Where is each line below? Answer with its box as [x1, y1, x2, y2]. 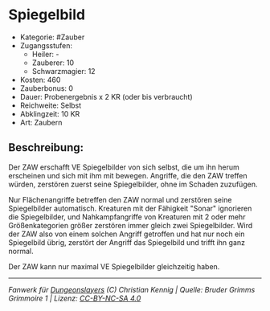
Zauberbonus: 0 [19, 83, 74, 93]
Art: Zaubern [19, 117, 63, 127]
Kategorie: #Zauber [19, 32, 85, 42]
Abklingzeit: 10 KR [19, 108, 80, 118]
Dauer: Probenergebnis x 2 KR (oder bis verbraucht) [19, 92, 193, 101]
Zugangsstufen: [19, 40, 73, 50]
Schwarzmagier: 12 [31, 66, 96, 76]
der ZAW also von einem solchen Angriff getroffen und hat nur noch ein [8, 229, 245, 239]
